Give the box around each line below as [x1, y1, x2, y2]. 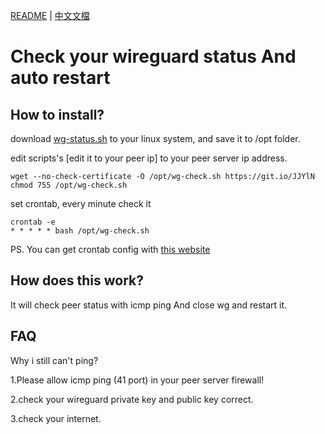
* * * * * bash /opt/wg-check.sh [10, 226, 150, 236]
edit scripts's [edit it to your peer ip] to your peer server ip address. [10, 152, 288, 164]
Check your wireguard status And [10, 45, 297, 68]
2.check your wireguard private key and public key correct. [10, 393, 254, 405]
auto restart [10, 67, 111, 89]
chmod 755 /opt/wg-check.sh [10, 180, 128, 190]
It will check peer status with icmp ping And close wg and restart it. [10, 299, 288, 311]
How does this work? [10, 272, 144, 289]
